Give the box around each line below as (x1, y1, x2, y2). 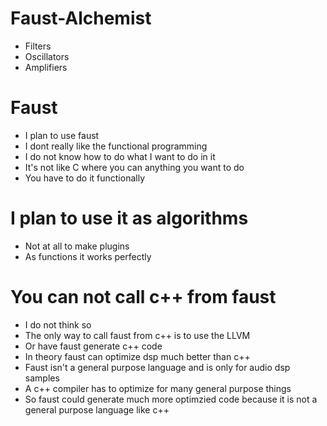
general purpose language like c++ (24, 403, 170, 416)
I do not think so (24, 318, 92, 331)
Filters (24, 40, 52, 52)
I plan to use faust (24, 129, 100, 141)
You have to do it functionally (24, 172, 145, 184)
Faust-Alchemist (10, 7, 152, 30)
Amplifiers (24, 61, 68, 73)
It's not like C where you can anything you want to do (24, 161, 245, 173)
